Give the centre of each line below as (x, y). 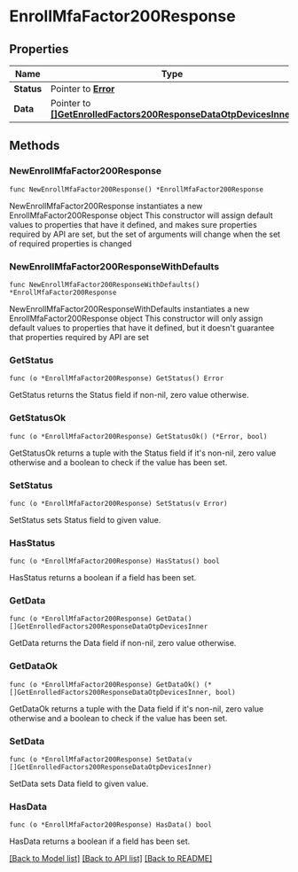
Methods (35, 146)
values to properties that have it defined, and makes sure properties (133, 224)
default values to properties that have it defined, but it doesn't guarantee (142, 327)
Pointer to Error (82, 89)
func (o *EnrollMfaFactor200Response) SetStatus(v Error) (118, 503)
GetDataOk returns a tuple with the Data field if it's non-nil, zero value (137, 708)
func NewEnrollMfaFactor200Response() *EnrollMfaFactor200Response (137, 189)
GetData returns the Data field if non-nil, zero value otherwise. (123, 643)
